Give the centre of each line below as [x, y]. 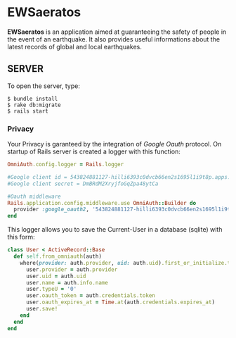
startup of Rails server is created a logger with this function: [94, 151]
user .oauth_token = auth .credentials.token [91, 296]
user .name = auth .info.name [67, 282]
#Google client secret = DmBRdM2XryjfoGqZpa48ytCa [83, 184]
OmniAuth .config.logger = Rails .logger [66, 165]
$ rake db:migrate [34, 105]
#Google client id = [38, 177]
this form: [21, 237]
